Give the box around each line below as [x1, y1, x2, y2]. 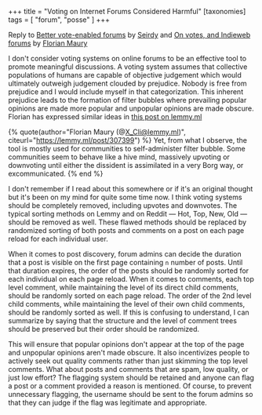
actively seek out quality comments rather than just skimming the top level [8, 356, 249, 366]
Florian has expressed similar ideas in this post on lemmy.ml [8, 112, 202, 121]
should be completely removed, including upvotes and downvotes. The [8, 201, 238, 210]
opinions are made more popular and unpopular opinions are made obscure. [8, 104, 255, 113]
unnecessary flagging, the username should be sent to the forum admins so [8, 390, 253, 399]
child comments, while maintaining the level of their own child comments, [8, 300, 246, 308]
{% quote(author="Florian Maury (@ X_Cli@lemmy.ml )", [8, 127, 186, 137]
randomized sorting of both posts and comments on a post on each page [8, 226, 245, 235]
